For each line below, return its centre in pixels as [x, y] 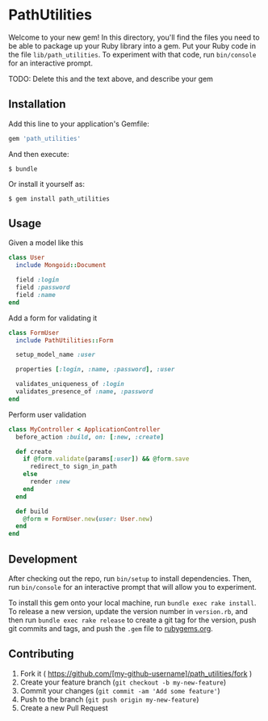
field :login [38, 280]
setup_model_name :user [55, 355]
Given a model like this [46, 243]
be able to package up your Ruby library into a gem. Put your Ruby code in [132, 45]
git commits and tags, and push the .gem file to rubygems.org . [111, 628]
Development [43, 559]
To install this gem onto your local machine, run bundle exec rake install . [132, 603]
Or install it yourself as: [46, 184]
